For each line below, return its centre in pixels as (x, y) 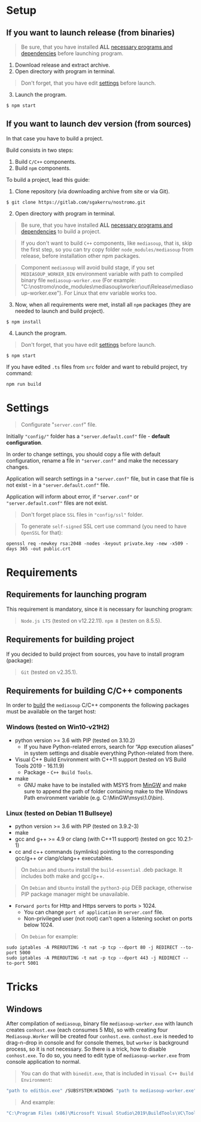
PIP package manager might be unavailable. (75, 894)
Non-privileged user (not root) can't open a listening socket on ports (108, 918)
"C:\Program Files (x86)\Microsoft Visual (60, 1113)
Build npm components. (43, 168)
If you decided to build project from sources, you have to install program (95, 654)
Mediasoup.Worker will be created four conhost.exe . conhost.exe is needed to (100, 1036)
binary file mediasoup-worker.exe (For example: (78, 280)
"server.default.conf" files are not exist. (57, 503)
